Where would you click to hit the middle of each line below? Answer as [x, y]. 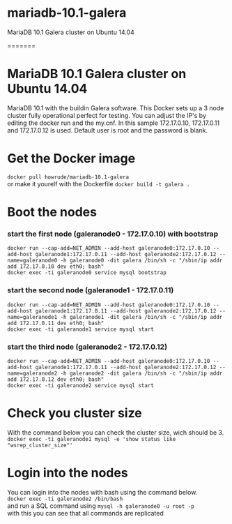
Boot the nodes [52, 212]
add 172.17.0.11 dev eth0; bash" [56, 323]
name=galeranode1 [32, 317]
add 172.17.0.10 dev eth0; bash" [56, 267]
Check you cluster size [75, 413]
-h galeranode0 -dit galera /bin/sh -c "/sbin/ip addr [141, 261]
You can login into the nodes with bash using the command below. [102, 492]
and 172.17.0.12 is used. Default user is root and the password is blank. [107, 130]
